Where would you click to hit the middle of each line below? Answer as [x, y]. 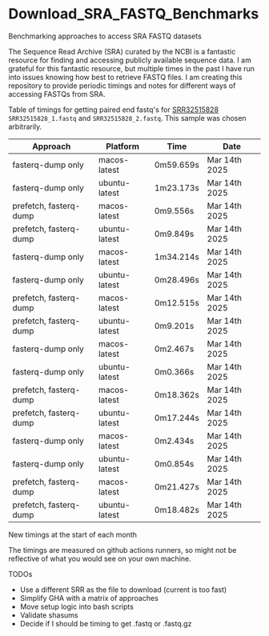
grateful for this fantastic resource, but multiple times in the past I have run [131, 68]
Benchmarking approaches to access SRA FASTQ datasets [105, 36]
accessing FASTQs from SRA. [57, 94]
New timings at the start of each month [73, 534]
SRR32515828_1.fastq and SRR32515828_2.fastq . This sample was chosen [127, 118]
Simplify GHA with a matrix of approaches [89, 598]
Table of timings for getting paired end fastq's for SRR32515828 [113, 110]
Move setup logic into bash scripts [77, 606]
